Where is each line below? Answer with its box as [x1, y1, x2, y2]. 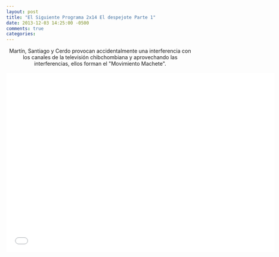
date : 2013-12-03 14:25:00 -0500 [6, 20, 89, 26]
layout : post [6, 8, 39, 15]
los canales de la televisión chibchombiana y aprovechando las [23, 54, 178, 61]
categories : [6, 31, 36, 37]
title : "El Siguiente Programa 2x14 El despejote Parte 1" [6, 14, 156, 20]
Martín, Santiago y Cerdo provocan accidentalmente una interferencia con [9, 47, 191, 54]
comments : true [6, 25, 44, 32]
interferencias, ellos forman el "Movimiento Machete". [33, 60, 167, 68]
